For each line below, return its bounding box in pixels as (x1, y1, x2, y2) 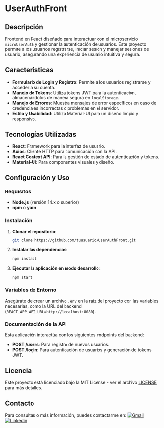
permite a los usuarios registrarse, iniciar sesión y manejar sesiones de (5, 47, 149, 52)
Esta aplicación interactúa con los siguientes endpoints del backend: (5, 332, 144, 338)
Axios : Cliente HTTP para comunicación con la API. (12, 148, 117, 154)
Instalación (5, 217, 33, 224)
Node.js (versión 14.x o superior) (12, 199, 80, 205)
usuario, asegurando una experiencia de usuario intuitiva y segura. (5, 51, 141, 57)
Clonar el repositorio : (12, 228, 57, 234)
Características (5, 66, 54, 74)
